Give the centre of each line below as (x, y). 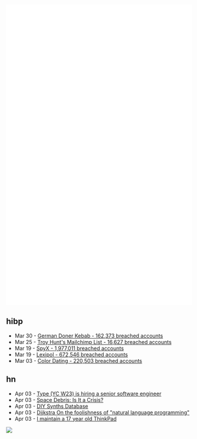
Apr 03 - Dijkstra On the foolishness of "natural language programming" (102, 412)
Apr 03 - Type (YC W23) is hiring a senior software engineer (88, 394)
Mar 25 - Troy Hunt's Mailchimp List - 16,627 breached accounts (93, 342)
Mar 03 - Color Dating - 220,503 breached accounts (78, 361)
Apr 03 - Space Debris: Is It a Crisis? (59, 399)
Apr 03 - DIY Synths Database (51, 406)
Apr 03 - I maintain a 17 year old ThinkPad (65, 418)
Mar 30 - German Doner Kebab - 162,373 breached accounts (89, 336)
